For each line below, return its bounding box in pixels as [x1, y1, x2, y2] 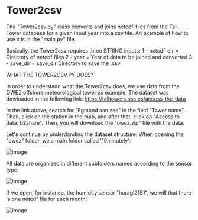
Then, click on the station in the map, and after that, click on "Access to [6, 113, 180, 120]
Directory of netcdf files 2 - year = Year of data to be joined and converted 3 [6, 53, 193, 60]
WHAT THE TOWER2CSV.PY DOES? [6, 71, 93, 78]
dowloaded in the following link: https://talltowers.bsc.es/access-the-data [6, 95, 186, 102]
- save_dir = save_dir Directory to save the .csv [6, 60, 121, 67]
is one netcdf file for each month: [6, 195, 87, 202]
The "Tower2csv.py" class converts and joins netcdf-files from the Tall [6, 23, 178, 30]
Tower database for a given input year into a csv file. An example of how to [6, 29, 189, 36]
